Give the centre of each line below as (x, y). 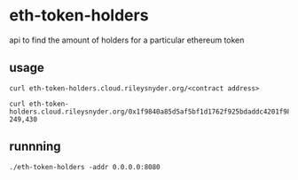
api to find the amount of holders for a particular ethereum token (127, 40)
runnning (35, 147)
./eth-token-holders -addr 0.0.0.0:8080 (85, 167)
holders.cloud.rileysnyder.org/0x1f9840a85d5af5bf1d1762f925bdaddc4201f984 (152, 112)
